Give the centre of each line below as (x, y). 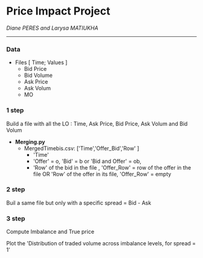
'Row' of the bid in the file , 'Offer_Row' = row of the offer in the (112, 167)
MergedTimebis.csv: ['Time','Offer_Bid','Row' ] (82, 148)
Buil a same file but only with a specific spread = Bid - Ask (79, 203)
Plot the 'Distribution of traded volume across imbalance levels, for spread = (101, 243)
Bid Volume (38, 75)
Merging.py (30, 142)
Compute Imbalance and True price (50, 232)
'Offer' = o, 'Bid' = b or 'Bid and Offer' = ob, (87, 161)
